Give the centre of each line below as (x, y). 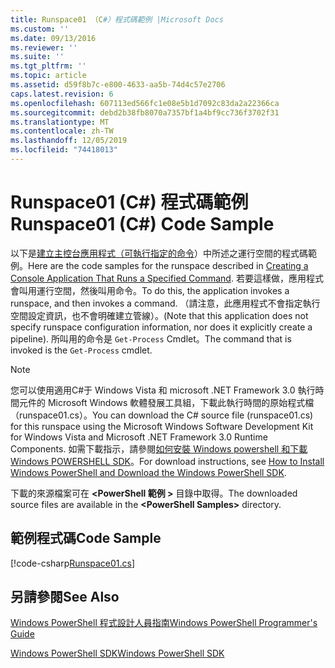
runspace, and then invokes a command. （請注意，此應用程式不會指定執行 (165, 303)
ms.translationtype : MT (60, 122)
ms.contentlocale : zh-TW (62, 131)
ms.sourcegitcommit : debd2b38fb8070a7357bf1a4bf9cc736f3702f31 (145, 112)
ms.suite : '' (37, 57)
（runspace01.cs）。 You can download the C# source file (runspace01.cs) (162, 415)
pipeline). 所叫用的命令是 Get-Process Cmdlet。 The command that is (151, 338)
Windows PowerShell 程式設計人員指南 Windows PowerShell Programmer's (164, 623)
